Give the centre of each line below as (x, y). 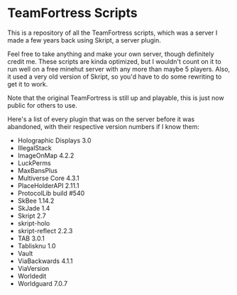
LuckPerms (34, 163)
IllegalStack (34, 147)
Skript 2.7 (32, 216)
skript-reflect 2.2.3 (45, 230)
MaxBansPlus (38, 170)
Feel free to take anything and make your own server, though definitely (111, 54)
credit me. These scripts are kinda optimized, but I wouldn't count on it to (114, 61)
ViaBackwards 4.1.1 (45, 261)
